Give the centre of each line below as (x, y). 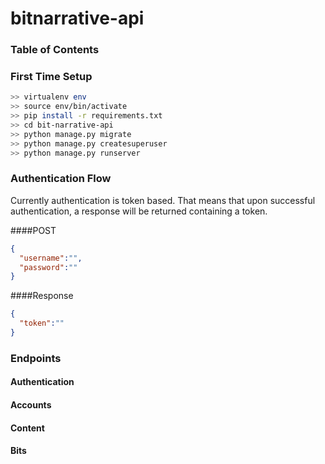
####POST (33, 230)
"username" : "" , (51, 258)
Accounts (31, 405)
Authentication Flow (61, 179)
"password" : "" (48, 267)
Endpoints (36, 358)
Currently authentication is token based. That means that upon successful (163, 200)
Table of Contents (55, 50)
